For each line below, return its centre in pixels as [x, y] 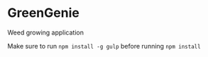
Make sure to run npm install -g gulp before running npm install [104, 46]
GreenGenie [43, 13]
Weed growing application [45, 32]
